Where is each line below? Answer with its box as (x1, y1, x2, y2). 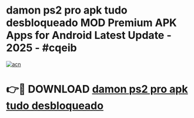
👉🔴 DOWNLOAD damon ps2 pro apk (6, 83, 188, 96)
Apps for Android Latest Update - (6, 29, 172, 42)
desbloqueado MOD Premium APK (6, 16, 178, 29)
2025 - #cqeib (6, 41, 78, 55)
